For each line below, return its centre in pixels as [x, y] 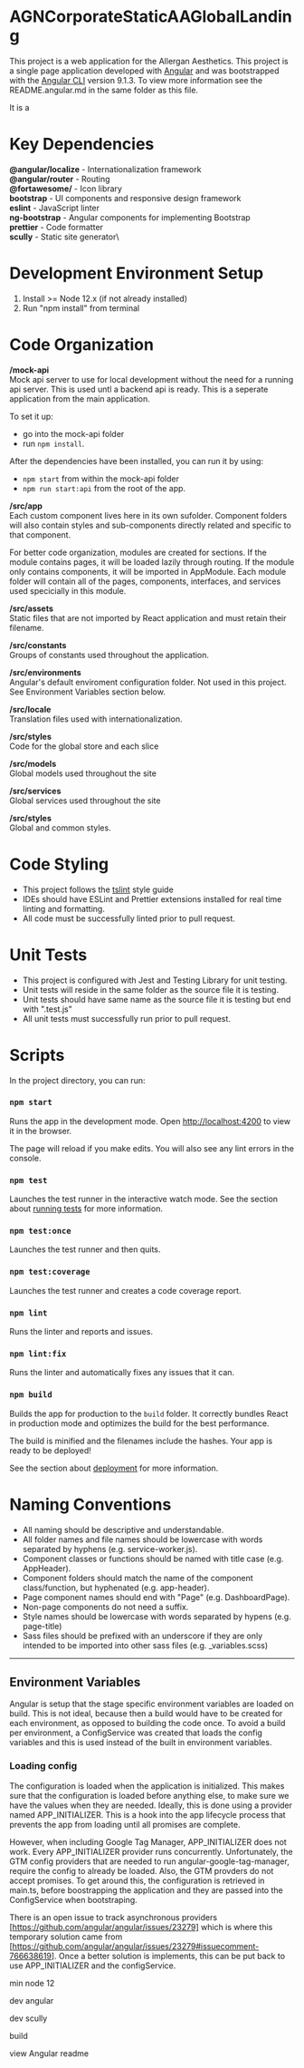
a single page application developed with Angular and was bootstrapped [144, 71]
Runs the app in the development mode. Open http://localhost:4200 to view [150, 1121]
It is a [19, 107]
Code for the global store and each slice [84, 746]
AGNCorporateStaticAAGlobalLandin [151, 17]
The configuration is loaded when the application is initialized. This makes [147, 1786]
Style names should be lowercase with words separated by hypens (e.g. [157, 1617]
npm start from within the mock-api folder [100, 479]
